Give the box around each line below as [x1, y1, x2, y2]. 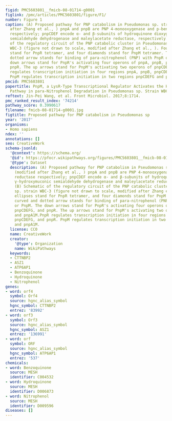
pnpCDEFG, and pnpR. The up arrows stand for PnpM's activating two [14, 208, 164, 213]
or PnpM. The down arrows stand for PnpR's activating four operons [14, 203, 164, 208]
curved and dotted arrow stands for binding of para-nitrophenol [14, 198, 157, 203]
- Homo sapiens [5, 127, 38, 132]
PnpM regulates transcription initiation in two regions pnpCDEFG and [10, 74, 164, 79]
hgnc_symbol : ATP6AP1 [10, 351, 56, 356]
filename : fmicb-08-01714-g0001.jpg [5, 108, 83, 113]
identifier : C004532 [10, 375, 54, 380]
